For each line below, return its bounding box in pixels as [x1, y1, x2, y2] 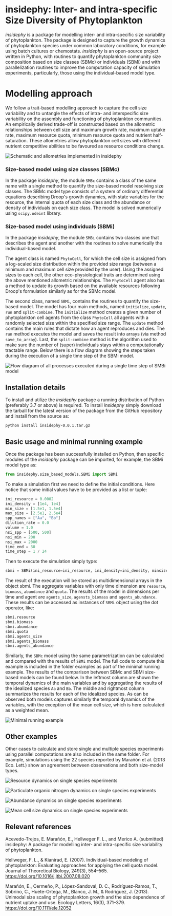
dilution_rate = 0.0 [5, 520, 50, 526]
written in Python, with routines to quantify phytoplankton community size [5, 53, 161, 60]
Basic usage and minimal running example [5, 437, 143, 446]
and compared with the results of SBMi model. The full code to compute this [5, 658, 165, 664]
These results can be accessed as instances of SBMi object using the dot [5, 600, 159, 606]
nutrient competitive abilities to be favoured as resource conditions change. [5, 143, 165, 149]
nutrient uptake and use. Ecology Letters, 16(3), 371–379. [5, 899, 125, 905]
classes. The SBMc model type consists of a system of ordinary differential [5, 189, 164, 195]
